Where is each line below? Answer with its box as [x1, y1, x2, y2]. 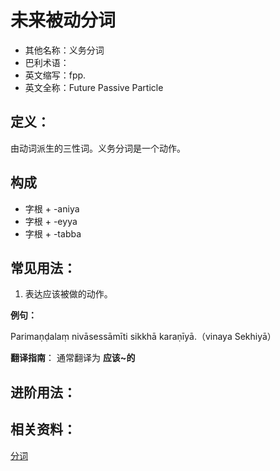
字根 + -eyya [24, 215, 78, 227]
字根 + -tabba [24, 227, 82, 240]
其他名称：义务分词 [24, 44, 105, 56]
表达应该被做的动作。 [24, 288, 113, 300]
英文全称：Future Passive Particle [24, 81, 164, 93]
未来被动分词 [10, 9, 117, 32]
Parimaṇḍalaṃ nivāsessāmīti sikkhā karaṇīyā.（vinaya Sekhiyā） [10, 331, 277, 343]
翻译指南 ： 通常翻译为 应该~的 [10, 352, 136, 364]
